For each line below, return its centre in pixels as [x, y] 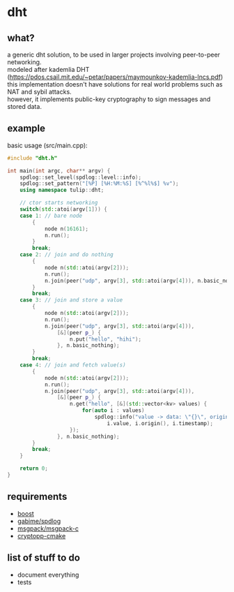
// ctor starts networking [59, 203]
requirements [37, 497]
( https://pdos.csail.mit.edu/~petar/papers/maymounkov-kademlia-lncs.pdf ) [115, 77]
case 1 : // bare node [51, 216]
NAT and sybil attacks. [39, 92]
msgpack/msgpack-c [48, 528]
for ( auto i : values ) [113, 410]
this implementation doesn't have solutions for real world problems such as [115, 84]
